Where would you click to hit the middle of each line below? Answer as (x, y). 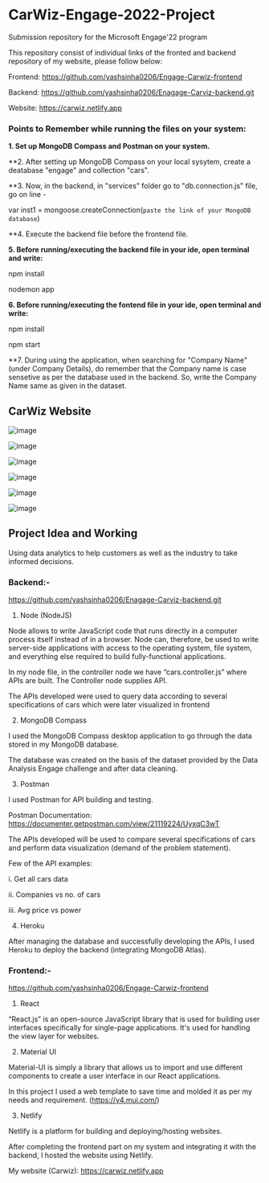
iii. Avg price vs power (45, 911)
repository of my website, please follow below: (86, 61)
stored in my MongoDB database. (63, 744)
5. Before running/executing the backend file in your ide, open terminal (129, 250)
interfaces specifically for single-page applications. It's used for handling (129, 1028)
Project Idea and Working (73, 533)
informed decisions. (41, 561)
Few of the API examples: (50, 864)
